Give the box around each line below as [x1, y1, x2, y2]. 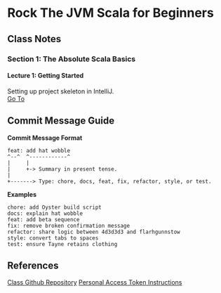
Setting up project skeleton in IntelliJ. [7, 86, 114, 96]
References [7, 259, 59, 271]
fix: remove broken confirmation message [7, 222, 130, 229]
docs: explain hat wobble [7, 209, 83, 217]
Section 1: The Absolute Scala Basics [7, 54, 136, 64]
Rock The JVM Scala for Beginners [7, 5, 214, 21]
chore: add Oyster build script [7, 204, 102, 211]
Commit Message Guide [7, 115, 114, 127]
